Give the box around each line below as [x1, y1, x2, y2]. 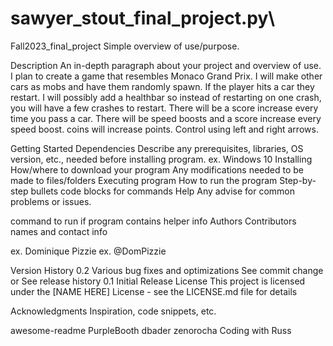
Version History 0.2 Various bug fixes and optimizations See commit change [10, 264, 324, 276]
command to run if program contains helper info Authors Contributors [10, 215, 297, 227]
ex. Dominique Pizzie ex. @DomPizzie [10, 245, 167, 257]
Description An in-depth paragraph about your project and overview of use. [10, 59, 322, 71]
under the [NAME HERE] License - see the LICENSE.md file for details [10, 285, 298, 297]
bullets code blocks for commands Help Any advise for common [30, 185, 296, 197]
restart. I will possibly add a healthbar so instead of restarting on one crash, [10, 91, 322, 103]
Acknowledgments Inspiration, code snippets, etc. [10, 305, 217, 317]
